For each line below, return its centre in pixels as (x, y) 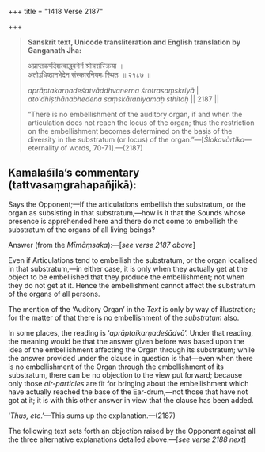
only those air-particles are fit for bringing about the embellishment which (129, 383)
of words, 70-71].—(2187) (102, 148)
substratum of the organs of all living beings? (82, 230)
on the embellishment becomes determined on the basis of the (130, 131)
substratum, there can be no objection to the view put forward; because (125, 374)
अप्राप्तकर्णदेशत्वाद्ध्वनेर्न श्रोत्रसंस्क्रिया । (76, 66)
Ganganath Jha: (54, 50)
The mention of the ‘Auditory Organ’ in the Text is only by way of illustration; (132, 309)
